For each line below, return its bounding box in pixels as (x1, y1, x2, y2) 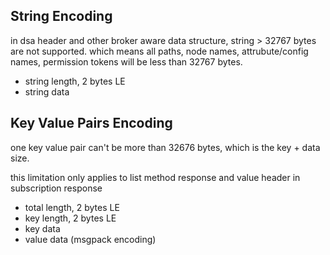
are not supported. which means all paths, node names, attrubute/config (10, 45, 309, 57)
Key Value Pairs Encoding (10, 115, 173, 132)
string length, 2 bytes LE (24, 75, 126, 87)
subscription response (10, 182, 103, 194)
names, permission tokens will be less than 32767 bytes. (10, 55, 243, 68)
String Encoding (10, 8, 113, 25)
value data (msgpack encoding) (24, 233, 157, 245)
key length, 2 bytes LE (24, 212, 117, 224)
